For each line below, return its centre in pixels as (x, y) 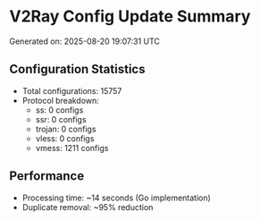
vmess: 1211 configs (72, 148)
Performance (47, 176)
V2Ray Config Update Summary (130, 17)
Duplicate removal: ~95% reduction (88, 207)
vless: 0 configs (65, 138)
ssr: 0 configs (61, 119)
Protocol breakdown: (61, 100)
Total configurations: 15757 (72, 90)
